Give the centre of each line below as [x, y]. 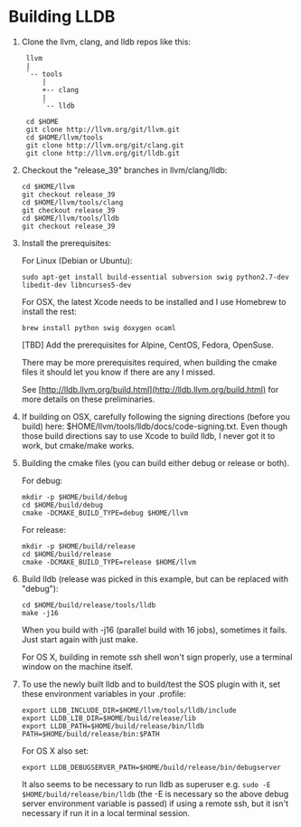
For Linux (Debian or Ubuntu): [77, 261]
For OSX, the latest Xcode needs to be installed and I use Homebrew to [154, 301]
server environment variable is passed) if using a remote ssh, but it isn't [155, 803]
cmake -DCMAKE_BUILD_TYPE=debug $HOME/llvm [105, 513]
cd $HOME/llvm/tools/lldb [70, 218]
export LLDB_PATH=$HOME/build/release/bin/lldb [113, 726]
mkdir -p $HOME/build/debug [74, 497]
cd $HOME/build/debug [62, 505]
